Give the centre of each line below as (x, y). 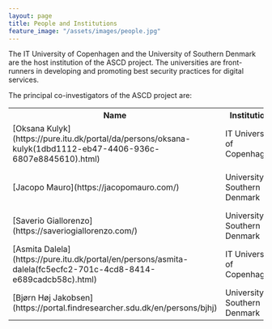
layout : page (30, 16)
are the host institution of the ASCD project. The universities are (115, 62)
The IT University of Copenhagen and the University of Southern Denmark (132, 54)
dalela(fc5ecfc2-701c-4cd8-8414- (84, 270)
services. (23, 80)
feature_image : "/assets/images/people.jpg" (85, 31)
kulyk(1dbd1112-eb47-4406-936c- (86, 149)
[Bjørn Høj (32, 298)
